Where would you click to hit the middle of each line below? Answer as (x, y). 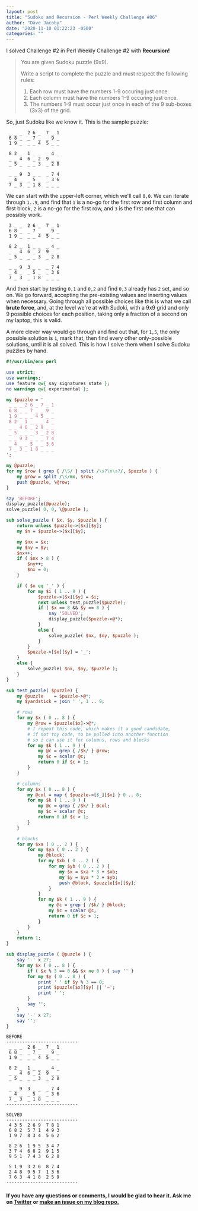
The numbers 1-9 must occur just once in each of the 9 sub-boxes (110, 104)
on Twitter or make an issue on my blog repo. (63, 1201)
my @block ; (51, 855)
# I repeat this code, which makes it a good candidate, (99, 729)
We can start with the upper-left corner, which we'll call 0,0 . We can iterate (98, 196)
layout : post (22, 12)
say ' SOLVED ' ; (66, 614)
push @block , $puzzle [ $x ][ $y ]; (98, 883)
